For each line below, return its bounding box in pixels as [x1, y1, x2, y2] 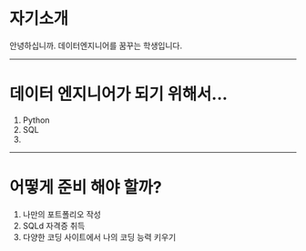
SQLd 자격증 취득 [22, 220, 86, 231]
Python [22, 115, 50, 125]
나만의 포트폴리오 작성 [22, 208, 102, 219]
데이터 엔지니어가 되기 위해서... [9, 84, 228, 105]
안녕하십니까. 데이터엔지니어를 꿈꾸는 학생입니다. [9, 40, 183, 51]
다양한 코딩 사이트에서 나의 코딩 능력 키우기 [22, 231, 177, 242]
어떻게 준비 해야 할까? [9, 177, 162, 198]
